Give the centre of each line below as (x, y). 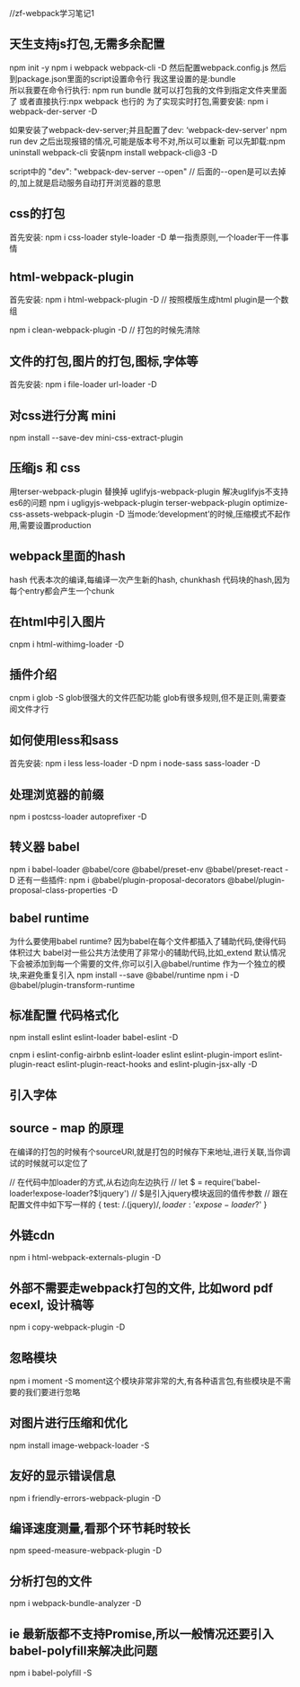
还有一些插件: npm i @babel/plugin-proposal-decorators (122, 879)
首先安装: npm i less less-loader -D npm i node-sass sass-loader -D (135, 764)
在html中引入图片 (57, 622)
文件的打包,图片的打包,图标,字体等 (104, 361)
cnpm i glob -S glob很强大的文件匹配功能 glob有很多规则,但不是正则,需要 (144, 698)
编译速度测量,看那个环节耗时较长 (100, 1528)
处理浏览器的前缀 (57, 795)
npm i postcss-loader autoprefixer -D (78, 817)
